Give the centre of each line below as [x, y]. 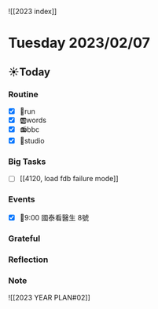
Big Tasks [27, 162]
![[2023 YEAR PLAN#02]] [49, 297]
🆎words [33, 120]
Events [22, 199]
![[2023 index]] [33, 11]
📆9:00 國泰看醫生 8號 [54, 217]
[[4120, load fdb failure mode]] [69, 179]
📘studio [32, 141]
